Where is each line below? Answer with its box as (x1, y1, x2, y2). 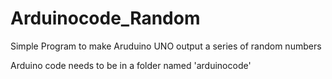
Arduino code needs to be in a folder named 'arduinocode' (10, 59, 252, 71)
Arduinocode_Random (10, 7, 201, 30)
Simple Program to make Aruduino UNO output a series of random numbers (10, 40, 322, 52)
